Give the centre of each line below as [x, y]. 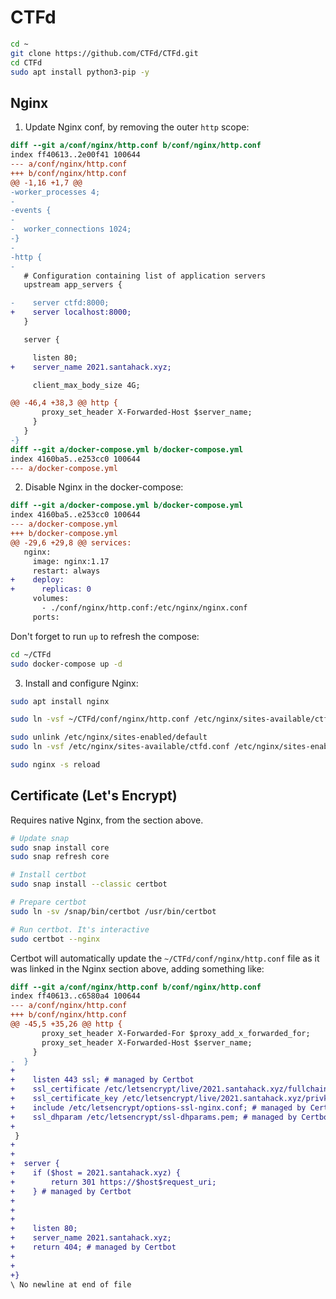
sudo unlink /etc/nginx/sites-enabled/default [109, 737]
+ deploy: [37, 580]
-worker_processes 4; [55, 192]
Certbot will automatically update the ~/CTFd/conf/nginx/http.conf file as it [165, 958]
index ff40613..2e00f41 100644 [75, 155]
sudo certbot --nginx [55, 939]
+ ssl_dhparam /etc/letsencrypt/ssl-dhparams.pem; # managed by [154, 1117]
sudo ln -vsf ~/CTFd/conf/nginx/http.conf [100, 719]
